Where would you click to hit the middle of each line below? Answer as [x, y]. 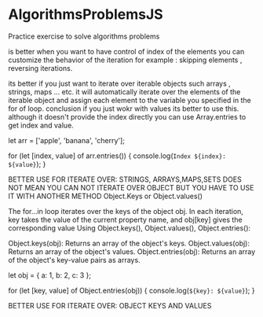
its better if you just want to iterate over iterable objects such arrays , [120, 83]
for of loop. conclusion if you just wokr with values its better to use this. [124, 109]
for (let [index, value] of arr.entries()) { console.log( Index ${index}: [117, 156]
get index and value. [41, 125]
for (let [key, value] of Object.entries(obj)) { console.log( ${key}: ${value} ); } [131, 290]
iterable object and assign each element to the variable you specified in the [130, 100]
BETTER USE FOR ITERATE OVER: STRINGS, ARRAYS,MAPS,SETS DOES [125, 179]
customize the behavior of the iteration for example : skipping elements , [125, 60]
